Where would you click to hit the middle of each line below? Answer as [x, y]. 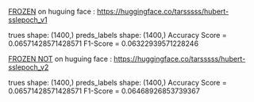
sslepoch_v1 [28, 20]
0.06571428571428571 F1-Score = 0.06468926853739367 [104, 91]
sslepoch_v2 [29, 67]
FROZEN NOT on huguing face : [60, 59]
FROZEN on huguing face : [52, 11]
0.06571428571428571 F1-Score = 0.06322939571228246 [104, 43]
